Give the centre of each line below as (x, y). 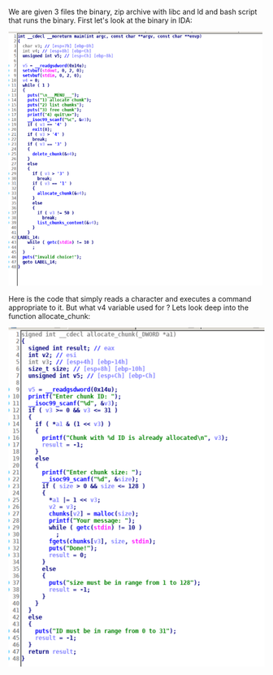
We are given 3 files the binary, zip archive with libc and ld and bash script (133, 12)
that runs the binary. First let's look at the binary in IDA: (100, 20)
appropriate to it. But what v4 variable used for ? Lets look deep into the (129, 307)
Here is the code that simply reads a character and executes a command (130, 299)
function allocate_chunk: (50, 316)
